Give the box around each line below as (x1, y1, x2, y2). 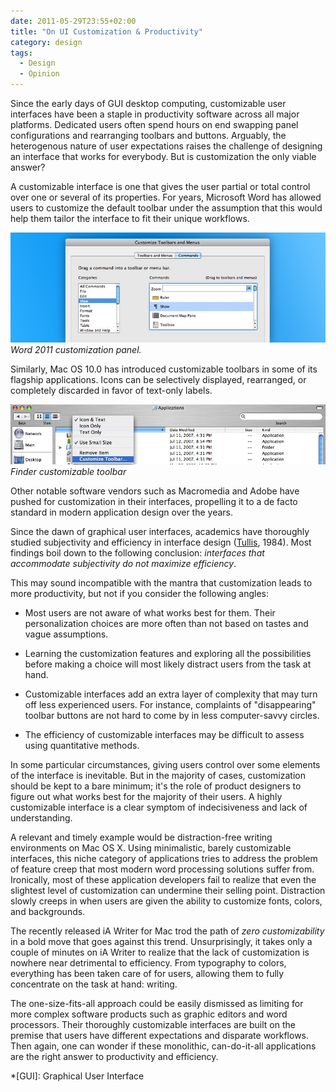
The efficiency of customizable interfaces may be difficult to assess (24, 728, 305, 740)
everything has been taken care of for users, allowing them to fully (10, 967, 285, 979)
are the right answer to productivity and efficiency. (10, 1050, 219, 1062)
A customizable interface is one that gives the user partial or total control (10, 181, 311, 192)
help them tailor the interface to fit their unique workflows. (10, 213, 250, 224)
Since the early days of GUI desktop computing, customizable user (10, 98, 287, 109)
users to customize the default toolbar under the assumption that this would (10, 202, 323, 214)
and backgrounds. (10, 905, 86, 917)
